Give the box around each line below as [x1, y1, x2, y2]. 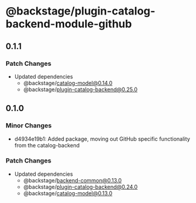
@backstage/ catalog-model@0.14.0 [23, 79, 113, 86]
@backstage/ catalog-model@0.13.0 [23, 189, 113, 197]
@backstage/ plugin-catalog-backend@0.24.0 [23, 183, 138, 190]
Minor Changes [5, 121, 52, 130]
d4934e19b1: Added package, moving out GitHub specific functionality [14, 135, 191, 143]
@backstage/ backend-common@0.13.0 [23, 176, 122, 184]
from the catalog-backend [14, 141, 80, 149]
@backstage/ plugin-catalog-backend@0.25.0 [23, 86, 138, 93]
